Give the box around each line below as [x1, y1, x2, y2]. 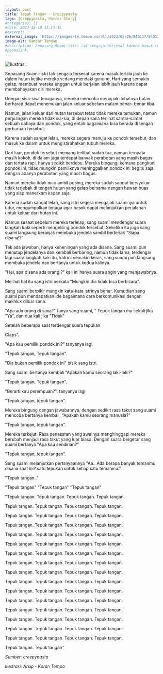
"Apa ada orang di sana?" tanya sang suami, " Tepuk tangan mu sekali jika [5, 307, 153, 314]
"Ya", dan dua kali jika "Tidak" [5, 313, 65, 319]
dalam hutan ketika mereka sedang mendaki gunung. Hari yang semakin [5, 76, 149, 82]
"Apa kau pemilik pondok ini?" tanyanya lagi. [5, 341, 94, 347]
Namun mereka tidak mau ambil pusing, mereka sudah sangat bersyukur [5, 179, 150, 185]
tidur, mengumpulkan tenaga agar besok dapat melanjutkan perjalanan [5, 205, 147, 211]
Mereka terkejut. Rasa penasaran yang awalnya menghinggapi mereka [5, 431, 146, 437]
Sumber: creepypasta [5, 654, 49, 659]
